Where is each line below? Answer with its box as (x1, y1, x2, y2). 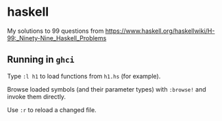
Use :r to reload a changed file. (7, 105, 97, 113)
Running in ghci (7, 54, 75, 66)
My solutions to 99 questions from (7, 27, 104, 35)
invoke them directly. (7, 92, 66, 100)
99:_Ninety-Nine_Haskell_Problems (7, 33, 107, 42)
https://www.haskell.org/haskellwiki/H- (105, 27, 215, 35)
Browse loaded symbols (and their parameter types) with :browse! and (7, 85, 207, 93)
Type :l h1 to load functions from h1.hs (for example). (7, 72, 161, 80)
